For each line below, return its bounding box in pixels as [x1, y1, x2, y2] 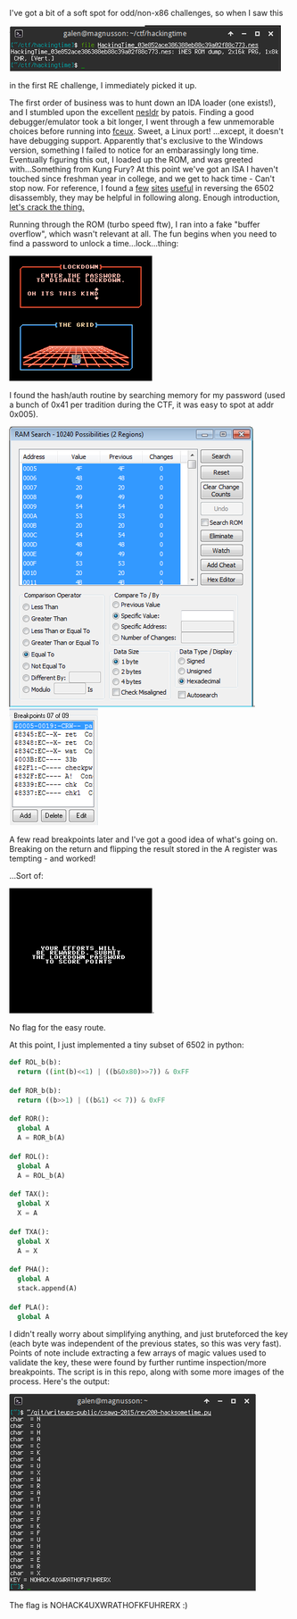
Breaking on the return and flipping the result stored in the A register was [9, 844, 278, 854]
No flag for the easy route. [9, 1022, 106, 1032]
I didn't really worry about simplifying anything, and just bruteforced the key [9, 1328, 288, 1339]
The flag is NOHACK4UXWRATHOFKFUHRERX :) [9, 1599, 188, 1610]
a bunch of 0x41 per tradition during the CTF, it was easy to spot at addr [9, 399, 275, 410]
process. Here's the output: [9, 1375, 110, 1387]
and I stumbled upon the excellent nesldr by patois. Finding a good [9, 107, 254, 117]
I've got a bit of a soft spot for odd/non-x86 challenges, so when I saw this [9, 8, 284, 18]
